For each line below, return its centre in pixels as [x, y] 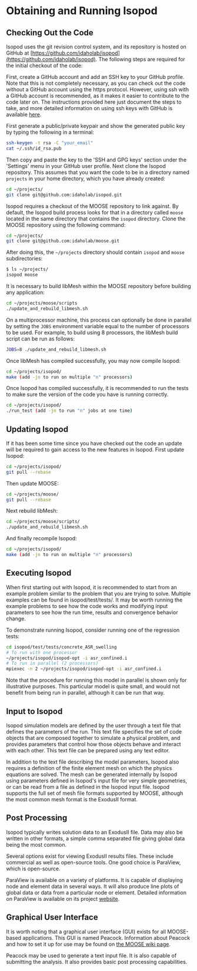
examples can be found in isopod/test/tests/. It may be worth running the [94, 600]
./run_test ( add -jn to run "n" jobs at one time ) [69, 411]
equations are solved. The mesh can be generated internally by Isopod [92, 774]
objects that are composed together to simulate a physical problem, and [93, 738]
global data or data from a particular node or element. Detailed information [96, 892]
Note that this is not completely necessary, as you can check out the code [96, 83]
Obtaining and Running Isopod [82, 11]
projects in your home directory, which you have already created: [86, 179]
